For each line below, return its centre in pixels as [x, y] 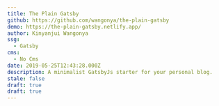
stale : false [26, 78]
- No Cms [26, 59]
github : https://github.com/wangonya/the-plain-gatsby [88, 20]
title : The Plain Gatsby [43, 14]
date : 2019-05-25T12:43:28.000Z [54, 66]
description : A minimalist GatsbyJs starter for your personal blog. [110, 72]
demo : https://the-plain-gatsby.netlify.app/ [74, 26]
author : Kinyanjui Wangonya [48, 33]
